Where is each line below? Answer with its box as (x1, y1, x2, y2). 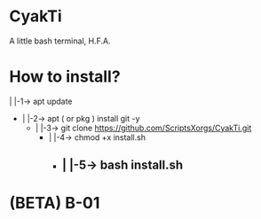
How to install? (9, 66, 122, 87)
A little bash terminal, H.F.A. (9, 35, 111, 46)
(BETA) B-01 (9, 193, 100, 214)
